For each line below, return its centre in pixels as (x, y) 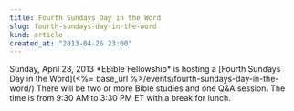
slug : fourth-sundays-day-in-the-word (83, 26)
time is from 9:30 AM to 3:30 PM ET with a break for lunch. (120, 98)
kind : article (37, 35)
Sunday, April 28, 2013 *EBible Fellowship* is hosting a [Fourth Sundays (145, 69)
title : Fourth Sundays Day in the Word (85, 18)
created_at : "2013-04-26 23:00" (71, 43)
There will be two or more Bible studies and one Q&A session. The (161, 88)
